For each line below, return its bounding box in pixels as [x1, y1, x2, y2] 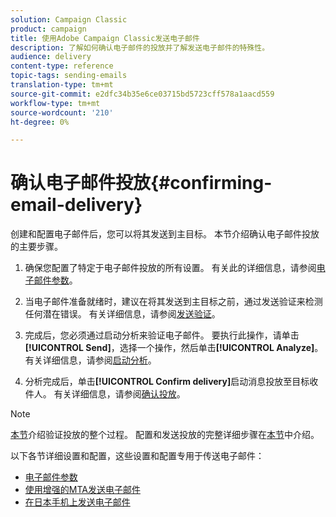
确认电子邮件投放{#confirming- [10, 172, 273, 195]
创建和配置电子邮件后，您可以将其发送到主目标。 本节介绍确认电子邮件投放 [10, 228, 320, 240]
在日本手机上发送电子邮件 [24, 496, 131, 508]
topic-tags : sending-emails [10, 71, 128, 81]
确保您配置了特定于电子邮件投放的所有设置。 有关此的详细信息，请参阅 [24, 262, 317, 274]
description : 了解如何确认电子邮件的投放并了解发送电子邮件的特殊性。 [10, 42, 270, 53]
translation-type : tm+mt [10, 80, 114, 90]
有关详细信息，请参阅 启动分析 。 [24, 354, 157, 366]
